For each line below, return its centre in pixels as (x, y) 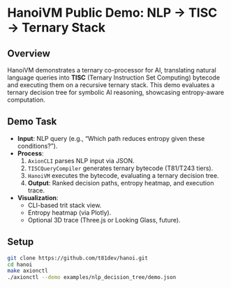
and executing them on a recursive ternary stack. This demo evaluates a (111, 85)
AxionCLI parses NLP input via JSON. (81, 160)
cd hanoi (20, 264)
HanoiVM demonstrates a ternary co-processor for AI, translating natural (112, 70)
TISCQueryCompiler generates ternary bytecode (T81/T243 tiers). (120, 168)
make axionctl (28, 271)
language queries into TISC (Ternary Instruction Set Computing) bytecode (114, 77)
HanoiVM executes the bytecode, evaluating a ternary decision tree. (123, 175)
